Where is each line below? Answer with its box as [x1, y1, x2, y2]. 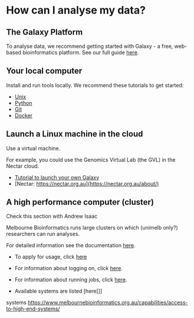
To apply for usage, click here [14, 253, 87, 260]
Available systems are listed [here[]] [14, 287, 103, 295]
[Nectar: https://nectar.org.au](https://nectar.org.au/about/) [14, 180, 159, 187]
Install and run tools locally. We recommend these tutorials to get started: [6, 81, 184, 88]
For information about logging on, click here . [14, 265, 123, 272]
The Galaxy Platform [6, 27, 83, 37]
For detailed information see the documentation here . [6, 242, 136, 249]
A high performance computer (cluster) [6, 197, 154, 207]
